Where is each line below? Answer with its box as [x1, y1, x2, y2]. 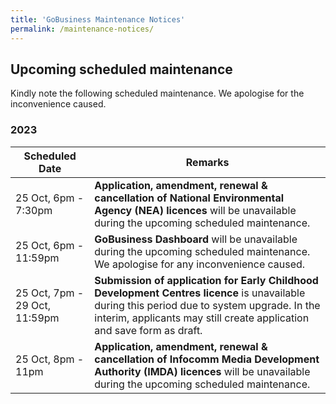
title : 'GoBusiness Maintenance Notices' [10, 14, 186, 25]
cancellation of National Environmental [94, 191, 285, 205]
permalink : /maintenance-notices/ [10, 24, 155, 34]
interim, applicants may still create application [94, 311, 310, 325]
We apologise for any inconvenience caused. [94, 257, 306, 271]
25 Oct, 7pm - [15, 286, 85, 300]
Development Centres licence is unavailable [94, 286, 306, 300]
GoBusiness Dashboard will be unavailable [94, 232, 298, 246]
